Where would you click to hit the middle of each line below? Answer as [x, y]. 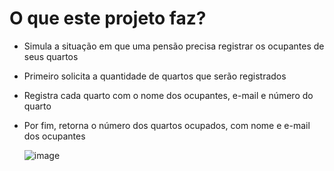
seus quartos [51, 56]
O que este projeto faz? [108, 18]
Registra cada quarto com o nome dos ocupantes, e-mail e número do [168, 95]
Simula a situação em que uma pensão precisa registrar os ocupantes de [174, 46]
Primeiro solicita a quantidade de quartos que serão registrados [155, 76]
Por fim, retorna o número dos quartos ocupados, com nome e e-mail [167, 125]
